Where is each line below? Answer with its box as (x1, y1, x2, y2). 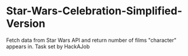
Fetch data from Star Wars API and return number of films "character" (6, 36, 177, 43)
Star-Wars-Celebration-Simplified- (6, 4, 183, 18)
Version (6, 17, 46, 30)
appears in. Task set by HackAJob (6, 43, 90, 50)
